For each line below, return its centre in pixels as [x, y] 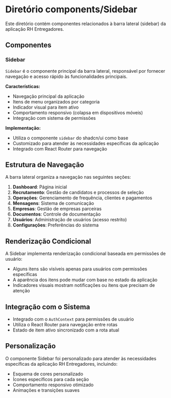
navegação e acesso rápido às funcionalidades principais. [66, 76]
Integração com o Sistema [48, 307]
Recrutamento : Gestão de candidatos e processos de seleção [78, 193]
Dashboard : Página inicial [40, 187]
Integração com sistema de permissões [54, 118]
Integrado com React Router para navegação [60, 149]
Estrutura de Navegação [45, 165]
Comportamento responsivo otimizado [53, 385]
